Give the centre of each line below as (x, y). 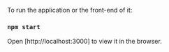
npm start (24, 27)
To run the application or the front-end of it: (70, 10)
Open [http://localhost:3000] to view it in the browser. (84, 42)
